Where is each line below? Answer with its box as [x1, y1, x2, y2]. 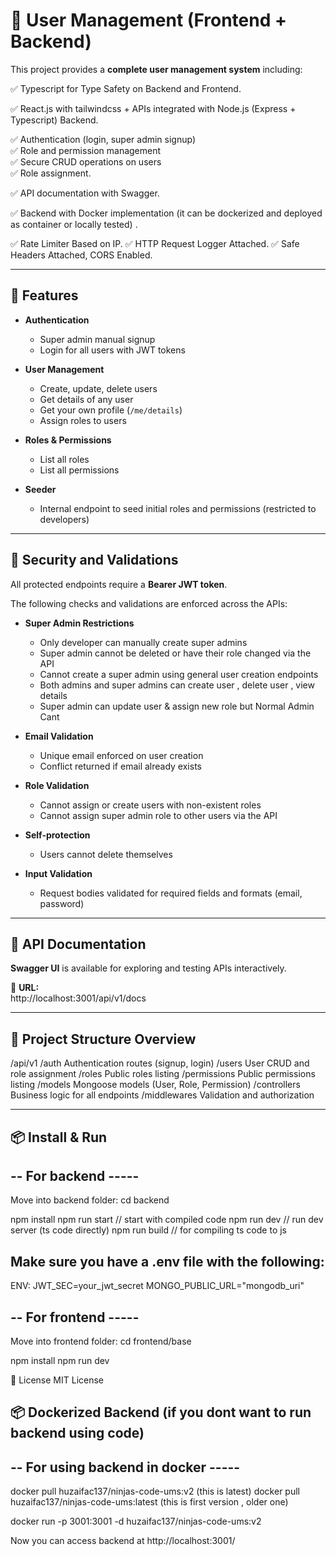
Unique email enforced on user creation [39, 749, 204, 761]
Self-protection [24, 829, 91, 841]
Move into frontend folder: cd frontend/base [10, 1335, 192, 1348]
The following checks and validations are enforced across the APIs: [10, 597, 288, 609]
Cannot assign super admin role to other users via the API [39, 809, 278, 821]
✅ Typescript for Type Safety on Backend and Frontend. [10, 82, 242, 94]
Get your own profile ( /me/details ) [39, 404, 183, 416]
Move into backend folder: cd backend [10, 1194, 170, 1206]
